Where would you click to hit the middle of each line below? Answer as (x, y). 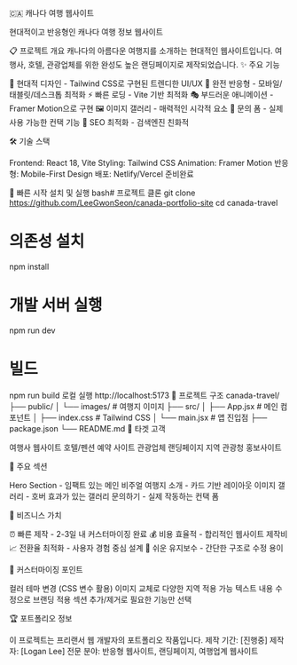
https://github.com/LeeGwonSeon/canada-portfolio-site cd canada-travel (144, 203)
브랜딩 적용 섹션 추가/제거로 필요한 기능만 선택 (112, 599)
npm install (29, 266)
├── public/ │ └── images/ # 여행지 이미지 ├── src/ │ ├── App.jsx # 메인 (144, 406)
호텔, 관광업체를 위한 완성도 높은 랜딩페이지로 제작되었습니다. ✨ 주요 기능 (154, 64)
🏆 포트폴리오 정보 (41, 618)
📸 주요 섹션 (28, 466)
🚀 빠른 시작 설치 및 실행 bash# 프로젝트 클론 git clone (102, 193)
